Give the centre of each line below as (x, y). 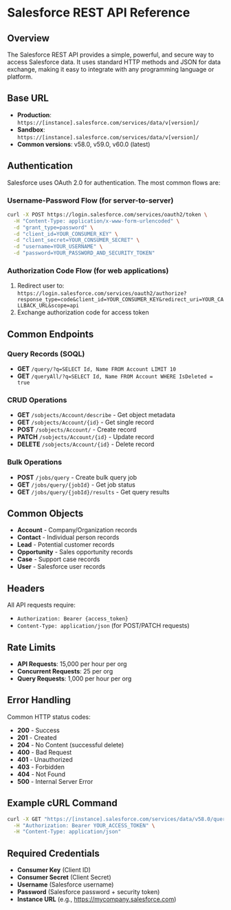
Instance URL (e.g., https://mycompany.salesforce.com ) (97, 899)
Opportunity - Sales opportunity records (75, 552)
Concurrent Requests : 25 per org (65, 671)
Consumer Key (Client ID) (54, 870)
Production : (34, 114)
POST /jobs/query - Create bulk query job (77, 477)
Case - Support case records (58, 559)
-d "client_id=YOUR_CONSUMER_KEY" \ (66, 234)
